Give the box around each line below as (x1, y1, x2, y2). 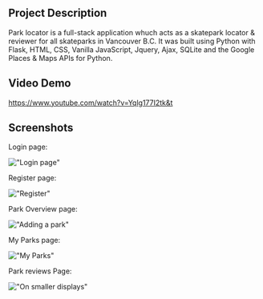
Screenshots (8, 121, 74, 135)
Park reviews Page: (8, 266, 72, 276)
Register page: (8, 173, 57, 183)
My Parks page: (8, 236, 61, 245)
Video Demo (8, 76, 71, 91)
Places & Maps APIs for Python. (8, 53, 113, 63)
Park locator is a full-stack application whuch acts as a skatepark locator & (8, 27, 255, 37)
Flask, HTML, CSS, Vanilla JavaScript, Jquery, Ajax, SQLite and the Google (8, 44, 255, 55)
